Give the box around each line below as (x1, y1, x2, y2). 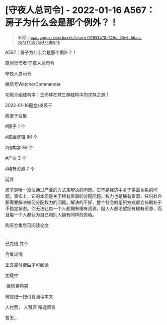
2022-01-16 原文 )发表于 (5, 102, 53, 108)
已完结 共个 (5, 241, 28, 247)
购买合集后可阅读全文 (5, 222, 49, 228)
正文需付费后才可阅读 (5, 262, 49, 268)
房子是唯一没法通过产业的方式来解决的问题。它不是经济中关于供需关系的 (5, 187, 153, 193)
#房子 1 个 (5, 123, 26, 129)
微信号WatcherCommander (5, 81, 61, 87)
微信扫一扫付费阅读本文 (5, 294, 53, 300)
